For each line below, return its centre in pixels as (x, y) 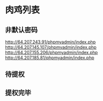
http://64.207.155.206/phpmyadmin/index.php (51, 52)
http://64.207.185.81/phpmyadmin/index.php (50, 58)
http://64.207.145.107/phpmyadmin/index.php (51, 47)
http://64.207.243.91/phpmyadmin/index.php (51, 42)
